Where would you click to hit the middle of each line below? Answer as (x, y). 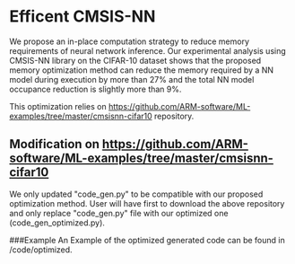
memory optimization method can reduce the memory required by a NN (142, 70)
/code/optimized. (41, 250)
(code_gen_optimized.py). (57, 223)
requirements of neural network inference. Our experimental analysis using (148, 50)
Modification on (55, 144)
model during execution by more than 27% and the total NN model (132, 79)
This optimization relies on (58, 106)
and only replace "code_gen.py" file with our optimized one (119, 213)
